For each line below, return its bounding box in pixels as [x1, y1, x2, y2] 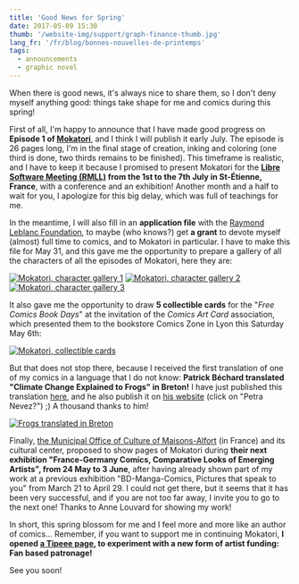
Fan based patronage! [9, 547, 93, 558]
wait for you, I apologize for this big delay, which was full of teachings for [9, 190, 278, 201]
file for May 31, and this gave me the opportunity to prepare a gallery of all [9, 245, 282, 256]
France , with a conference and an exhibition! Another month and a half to [9, 181, 279, 191]
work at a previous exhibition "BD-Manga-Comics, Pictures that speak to [9, 473, 277, 484]
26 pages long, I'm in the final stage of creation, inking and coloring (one [9, 142, 277, 153]
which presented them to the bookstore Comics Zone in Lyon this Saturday [9, 318, 284, 329]
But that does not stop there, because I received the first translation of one [9, 362, 284, 373]
